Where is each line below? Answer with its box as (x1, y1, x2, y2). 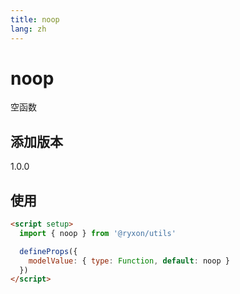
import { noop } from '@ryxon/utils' (19, 228, 177, 238)
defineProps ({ (19, 246, 78, 256)
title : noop (10, 14, 60, 25)
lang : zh (10, 24, 47, 34)
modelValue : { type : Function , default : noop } (28, 256, 230, 266)
